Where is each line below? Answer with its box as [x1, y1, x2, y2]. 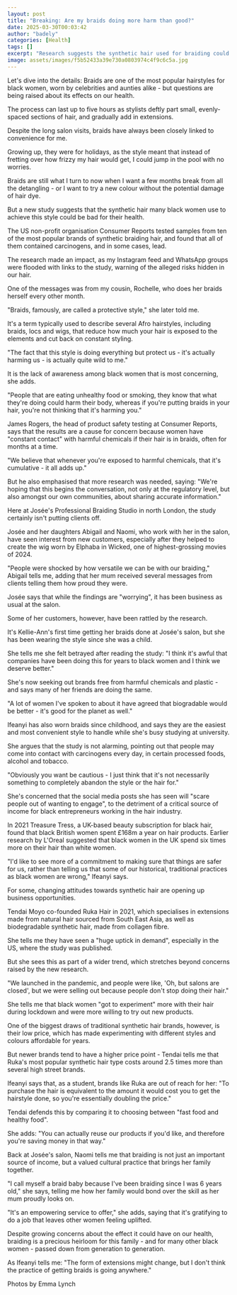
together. [7, 1165, 34, 1174]
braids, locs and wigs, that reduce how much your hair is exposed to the [7, 327, 218, 335]
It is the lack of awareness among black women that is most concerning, [7, 369, 219, 378]
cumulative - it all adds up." [7, 463, 87, 472]
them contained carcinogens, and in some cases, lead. [7, 241, 167, 250]
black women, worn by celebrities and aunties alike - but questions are [7, 83, 214, 92]
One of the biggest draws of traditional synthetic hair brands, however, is [7, 1021, 220, 1029]
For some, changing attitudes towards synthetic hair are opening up [7, 885, 205, 895]
